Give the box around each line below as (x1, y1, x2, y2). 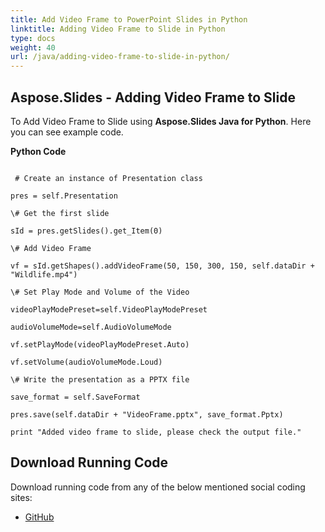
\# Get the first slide (10, 208, 110, 218)
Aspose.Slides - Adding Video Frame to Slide (10, 89, 296, 106)
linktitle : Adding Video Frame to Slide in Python (10, 24, 226, 34)
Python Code (10, 145, 67, 157)
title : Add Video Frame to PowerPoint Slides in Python (10, 14, 248, 25)
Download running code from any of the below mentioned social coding (10, 481, 306, 493)
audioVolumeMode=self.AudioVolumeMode (10, 322, 172, 332)
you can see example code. (10, 126, 124, 138)
